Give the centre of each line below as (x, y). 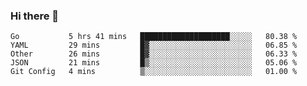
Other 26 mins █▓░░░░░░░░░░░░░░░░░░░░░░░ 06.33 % (154, 54)
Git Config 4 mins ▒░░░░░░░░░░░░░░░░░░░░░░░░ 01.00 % (154, 72)
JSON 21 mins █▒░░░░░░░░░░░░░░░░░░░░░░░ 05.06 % (154, 63)
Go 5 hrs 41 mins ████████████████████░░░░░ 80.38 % (154, 37)
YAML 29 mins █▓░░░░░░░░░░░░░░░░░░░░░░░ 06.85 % (154, 45)
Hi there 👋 (35, 16)
